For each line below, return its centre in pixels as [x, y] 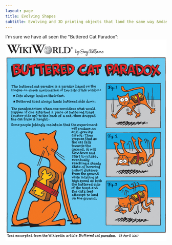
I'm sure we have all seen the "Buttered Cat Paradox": [62, 37]
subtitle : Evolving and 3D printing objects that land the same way [80, 22]
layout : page [19, 11]
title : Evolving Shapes [31, 16]
